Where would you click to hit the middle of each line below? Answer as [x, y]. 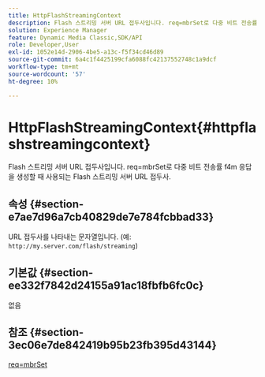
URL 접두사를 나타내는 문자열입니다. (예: [70, 237]
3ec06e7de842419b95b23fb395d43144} [112, 345]
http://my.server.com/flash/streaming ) [73, 246]
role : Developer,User [44, 45]
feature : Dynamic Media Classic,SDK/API [76, 37]
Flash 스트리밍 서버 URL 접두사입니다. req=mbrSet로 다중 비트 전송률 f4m [123, 167]
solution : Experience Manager [58, 30]
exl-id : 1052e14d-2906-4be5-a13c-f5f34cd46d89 [86, 52]
